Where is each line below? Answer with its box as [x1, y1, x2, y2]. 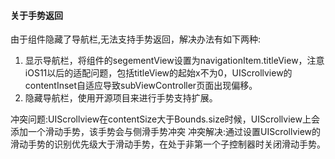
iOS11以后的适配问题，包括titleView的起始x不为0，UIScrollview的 [24, 67, 293, 79]
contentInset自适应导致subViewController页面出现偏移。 [24, 80, 258, 92]
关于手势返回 [10, 9, 63, 21]
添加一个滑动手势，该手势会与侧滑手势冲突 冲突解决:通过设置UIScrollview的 [10, 126, 322, 138]
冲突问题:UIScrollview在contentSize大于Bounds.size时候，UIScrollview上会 [10, 113, 320, 125]
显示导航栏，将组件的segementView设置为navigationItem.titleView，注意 [24, 55, 325, 67]
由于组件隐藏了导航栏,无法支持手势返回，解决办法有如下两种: [10, 33, 262, 45]
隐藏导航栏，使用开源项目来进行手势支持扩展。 [24, 92, 218, 104]
